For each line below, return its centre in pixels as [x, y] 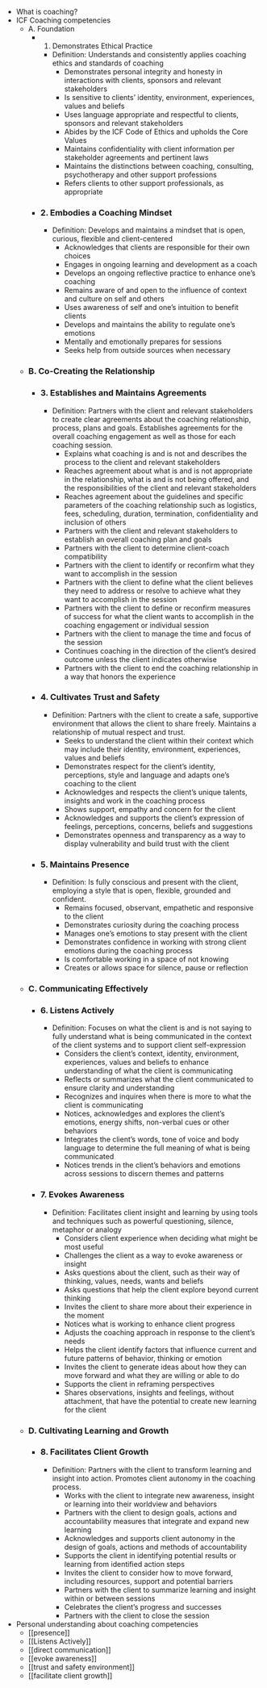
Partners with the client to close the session [137, 1615]
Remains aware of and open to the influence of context [156, 291]
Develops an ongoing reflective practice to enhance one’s [160, 273]
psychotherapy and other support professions [141, 174]
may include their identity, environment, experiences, [152, 749]
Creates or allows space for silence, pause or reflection [156, 968]
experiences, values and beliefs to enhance [137, 1062]
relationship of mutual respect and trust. [119, 732]
